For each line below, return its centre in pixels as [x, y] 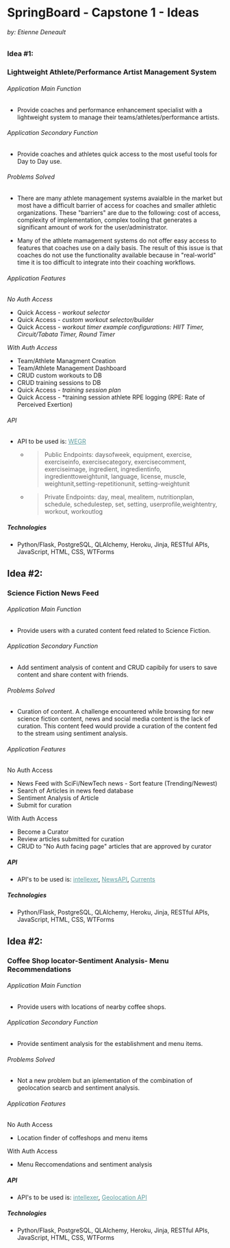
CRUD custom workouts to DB [60, 375]
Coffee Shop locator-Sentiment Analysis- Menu [88, 960]
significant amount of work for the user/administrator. [92, 227]
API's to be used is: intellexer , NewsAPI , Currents [86, 879]
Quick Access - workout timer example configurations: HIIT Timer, [110, 327]
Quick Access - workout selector [63, 312]
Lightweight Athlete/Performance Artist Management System [112, 72]
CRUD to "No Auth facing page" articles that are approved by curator [114, 847]
